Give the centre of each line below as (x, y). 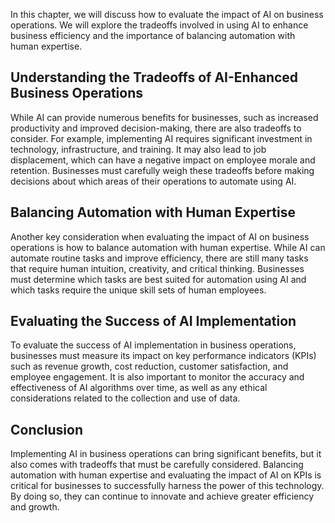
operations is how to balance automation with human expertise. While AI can (168, 247)
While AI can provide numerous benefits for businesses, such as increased (164, 117)
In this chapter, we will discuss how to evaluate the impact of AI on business (167, 14)
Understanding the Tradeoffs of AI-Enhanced (154, 77)
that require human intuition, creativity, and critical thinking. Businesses (157, 268)
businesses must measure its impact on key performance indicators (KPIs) (163, 356)
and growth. (35, 507)
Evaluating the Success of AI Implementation (153, 321)
